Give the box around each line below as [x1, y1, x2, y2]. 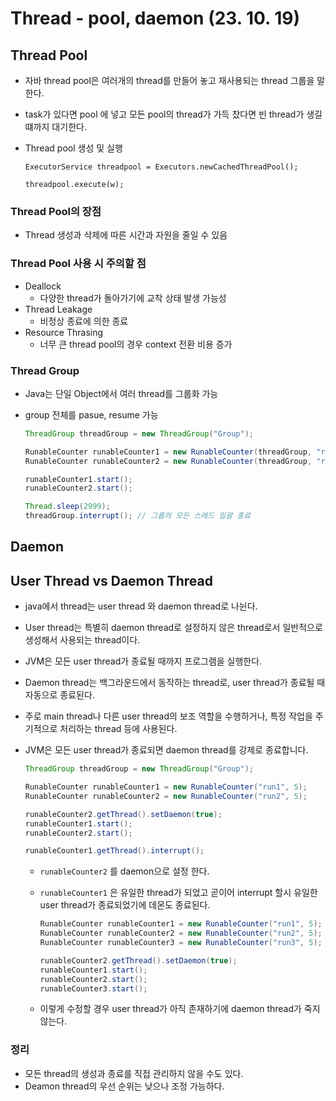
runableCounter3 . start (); [39, 983, 148, 994]
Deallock [24, 280, 62, 292]
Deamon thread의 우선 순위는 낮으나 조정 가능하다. [24, 1080, 225, 1092]
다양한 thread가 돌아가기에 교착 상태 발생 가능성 [39, 292, 227, 304]
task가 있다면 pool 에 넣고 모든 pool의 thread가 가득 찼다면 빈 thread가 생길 [24, 108, 323, 120]
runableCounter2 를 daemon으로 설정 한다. [39, 865, 210, 877]
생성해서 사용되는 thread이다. [24, 634, 141, 646]
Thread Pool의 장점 [10, 204, 102, 218]
